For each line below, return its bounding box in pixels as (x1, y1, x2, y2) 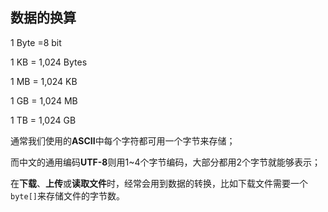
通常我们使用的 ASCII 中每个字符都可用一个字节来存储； (10, 134, 236, 147)
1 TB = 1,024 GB (10, 114, 77, 126)
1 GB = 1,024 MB (10, 94, 78, 107)
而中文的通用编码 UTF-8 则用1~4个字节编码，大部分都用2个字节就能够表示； (10, 156, 322, 168)
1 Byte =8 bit (10, 36, 62, 48)
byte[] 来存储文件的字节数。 (10, 189, 125, 202)
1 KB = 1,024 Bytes (10, 56, 88, 68)
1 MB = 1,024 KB (10, 75, 78, 87)
